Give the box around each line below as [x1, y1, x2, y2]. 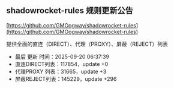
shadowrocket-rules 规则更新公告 [6, 5, 133, 16]
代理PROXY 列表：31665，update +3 [14, 68, 107, 75]
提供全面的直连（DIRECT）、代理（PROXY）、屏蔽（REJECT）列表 [6, 40, 168, 48]
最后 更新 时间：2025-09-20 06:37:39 [14, 53, 110, 60]
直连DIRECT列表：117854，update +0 [14, 60, 109, 67]
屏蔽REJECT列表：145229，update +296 [14, 75, 117, 82]
